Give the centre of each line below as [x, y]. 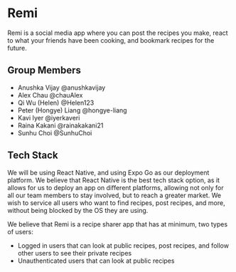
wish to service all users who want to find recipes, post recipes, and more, [116, 203]
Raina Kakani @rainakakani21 [60, 125]
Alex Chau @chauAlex [50, 95]
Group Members [44, 70]
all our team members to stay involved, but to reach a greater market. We [114, 195]
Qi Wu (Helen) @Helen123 [56, 103]
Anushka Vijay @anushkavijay [61, 88]
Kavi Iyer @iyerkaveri [49, 117]
